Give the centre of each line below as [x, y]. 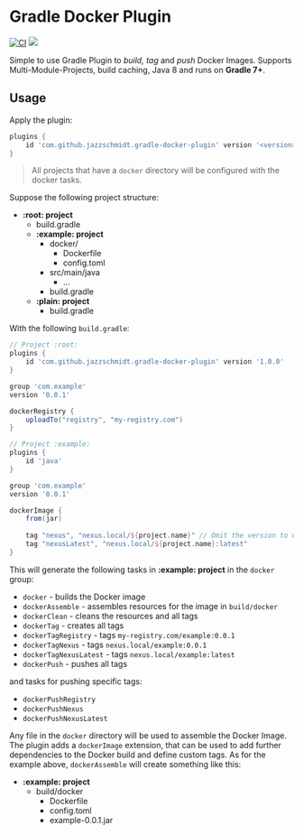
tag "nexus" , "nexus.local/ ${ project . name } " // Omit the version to [157, 536]
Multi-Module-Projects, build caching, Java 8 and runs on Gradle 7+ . [138, 69]
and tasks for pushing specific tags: [76, 681]
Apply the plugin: [41, 120]
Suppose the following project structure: [84, 198]
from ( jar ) [44, 519]
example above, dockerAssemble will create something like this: [125, 764]
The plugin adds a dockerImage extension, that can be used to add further [146, 745]
